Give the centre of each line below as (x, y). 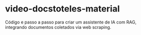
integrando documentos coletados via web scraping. (58, 27)
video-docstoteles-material (62, 9)
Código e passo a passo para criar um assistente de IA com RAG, (71, 22)
